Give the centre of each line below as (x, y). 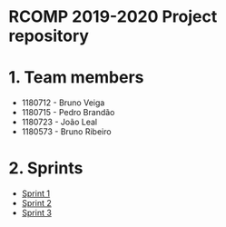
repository (49, 36)
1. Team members (76, 78)
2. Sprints (46, 168)
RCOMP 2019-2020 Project (113, 17)
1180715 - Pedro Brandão (68, 113)
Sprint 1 (36, 193)
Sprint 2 (36, 203)
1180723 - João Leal (59, 122)
